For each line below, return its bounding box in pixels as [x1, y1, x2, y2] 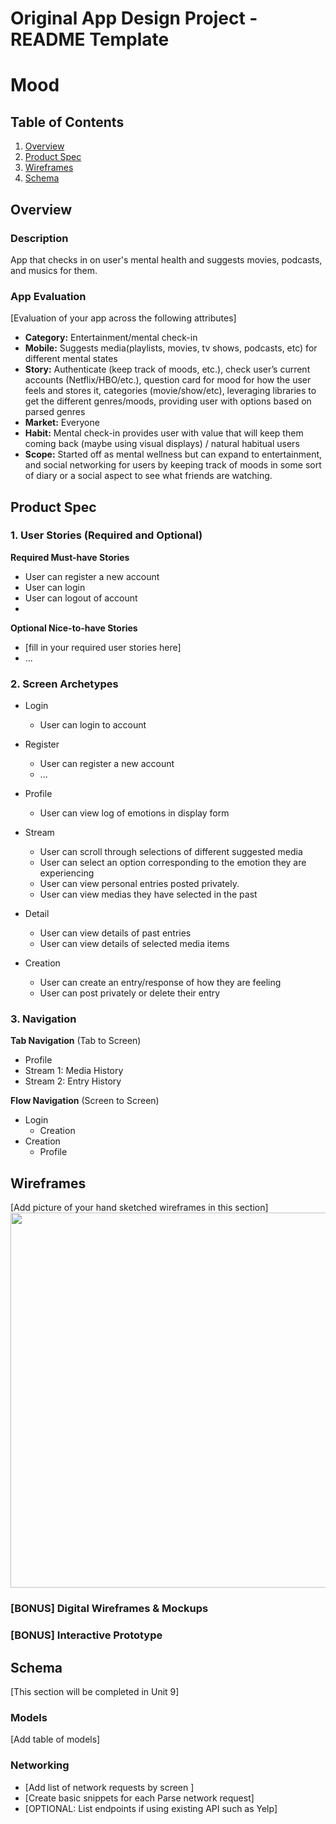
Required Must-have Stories [10, 551, 130, 563]
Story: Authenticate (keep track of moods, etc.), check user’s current [24, 363, 311, 376]
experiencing [39, 867, 95, 879]
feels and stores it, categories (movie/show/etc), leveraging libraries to [24, 385, 317, 397]
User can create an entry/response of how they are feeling [39, 977, 282, 989]
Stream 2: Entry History [24, 1075, 122, 1087]
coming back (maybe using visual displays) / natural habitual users [24, 438, 300, 450]
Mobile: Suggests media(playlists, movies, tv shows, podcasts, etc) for [24, 342, 318, 354]
